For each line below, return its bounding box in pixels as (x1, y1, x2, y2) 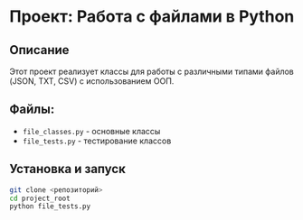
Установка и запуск (9, 161, 127, 177)
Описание (9, 42, 70, 58)
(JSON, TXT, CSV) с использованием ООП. (9, 76, 175, 87)
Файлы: (9, 102, 55, 117)
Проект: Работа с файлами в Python (9, 6, 295, 27)
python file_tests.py (9, 202, 91, 211)
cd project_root (9, 194, 71, 203)
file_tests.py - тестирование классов (22, 135, 172, 146)
